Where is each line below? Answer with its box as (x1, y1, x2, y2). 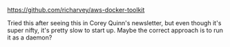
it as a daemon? (7, 33, 52, 42)
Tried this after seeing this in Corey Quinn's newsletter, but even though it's (7, 19, 222, 27)
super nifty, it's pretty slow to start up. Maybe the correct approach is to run (7, 27, 223, 34)
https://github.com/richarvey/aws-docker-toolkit (7, 6, 145, 14)
